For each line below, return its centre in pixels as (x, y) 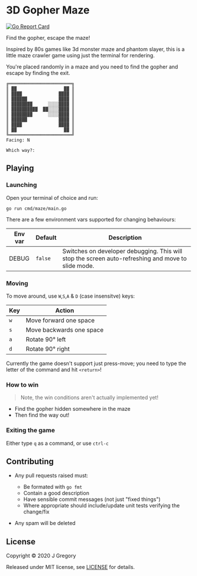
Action (65, 310)
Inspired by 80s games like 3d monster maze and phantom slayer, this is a (95, 49)
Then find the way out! (42, 415)
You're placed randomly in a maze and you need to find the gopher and (92, 67)
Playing (20, 168)
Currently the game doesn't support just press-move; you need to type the (96, 363)
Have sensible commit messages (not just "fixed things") (92, 499)
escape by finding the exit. (38, 73)
